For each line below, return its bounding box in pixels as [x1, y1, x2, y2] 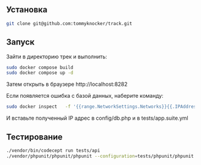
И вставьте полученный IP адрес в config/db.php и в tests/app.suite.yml [6, 114, 188, 122]
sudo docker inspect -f [6, 104, 71, 110]
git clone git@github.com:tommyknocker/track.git [6, 20, 133, 26]
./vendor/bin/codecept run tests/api [6, 147, 100, 154]
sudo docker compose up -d [6, 70, 74, 76]
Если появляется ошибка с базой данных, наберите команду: [6, 92, 163, 99]
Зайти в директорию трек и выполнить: [6, 53, 108, 60]
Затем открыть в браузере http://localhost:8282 [6, 80, 128, 88]
